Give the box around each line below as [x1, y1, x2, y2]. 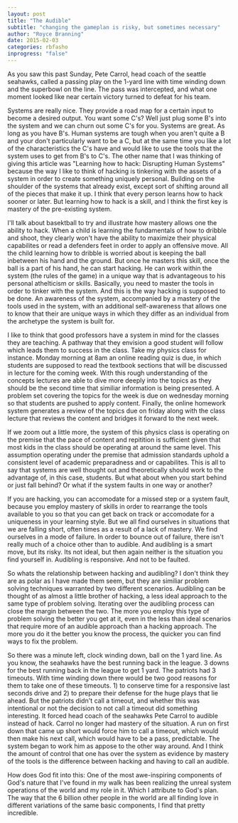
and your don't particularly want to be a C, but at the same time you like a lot [7, 136, 232, 145]
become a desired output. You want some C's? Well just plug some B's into [7, 113, 227, 122]
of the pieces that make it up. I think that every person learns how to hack [7, 190, 223, 198]
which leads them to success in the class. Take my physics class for [7, 346, 207, 354]
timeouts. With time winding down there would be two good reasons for [7, 673, 217, 682]
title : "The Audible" [7, 17, 72, 24]
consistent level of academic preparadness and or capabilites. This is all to [7, 457, 226, 467]
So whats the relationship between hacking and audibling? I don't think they [7, 569, 229, 577]
